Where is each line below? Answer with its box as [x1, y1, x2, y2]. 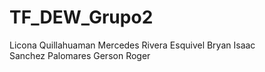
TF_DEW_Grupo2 [9, 6, 154, 29]
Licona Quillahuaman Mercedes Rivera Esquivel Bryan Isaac [9, 39, 256, 51]
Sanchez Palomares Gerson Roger [9, 49, 151, 61]
